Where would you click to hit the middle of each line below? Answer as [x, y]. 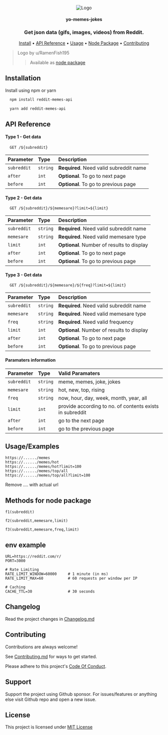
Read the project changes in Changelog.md [50, 619]
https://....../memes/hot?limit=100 [43, 467]
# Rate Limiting [22, 570]
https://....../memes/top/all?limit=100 [48, 475]
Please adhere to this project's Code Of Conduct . [56, 666]
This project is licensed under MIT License [49, 727]
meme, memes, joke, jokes [89, 382]
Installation [23, 78]
